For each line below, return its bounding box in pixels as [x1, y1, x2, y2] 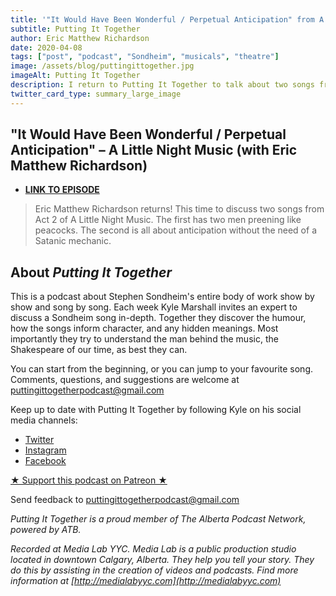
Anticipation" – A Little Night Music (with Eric [10, 142, 298, 159]
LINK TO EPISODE [24, 184, 100, 196]
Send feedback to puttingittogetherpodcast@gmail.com [10, 494, 240, 506]
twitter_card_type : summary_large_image [10, 89, 182, 99]
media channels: [10, 414, 78, 426]
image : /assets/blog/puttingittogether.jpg [10, 61, 195, 71]
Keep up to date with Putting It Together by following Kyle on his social [10, 404, 302, 416]
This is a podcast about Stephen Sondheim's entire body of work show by [10, 291, 315, 303]
